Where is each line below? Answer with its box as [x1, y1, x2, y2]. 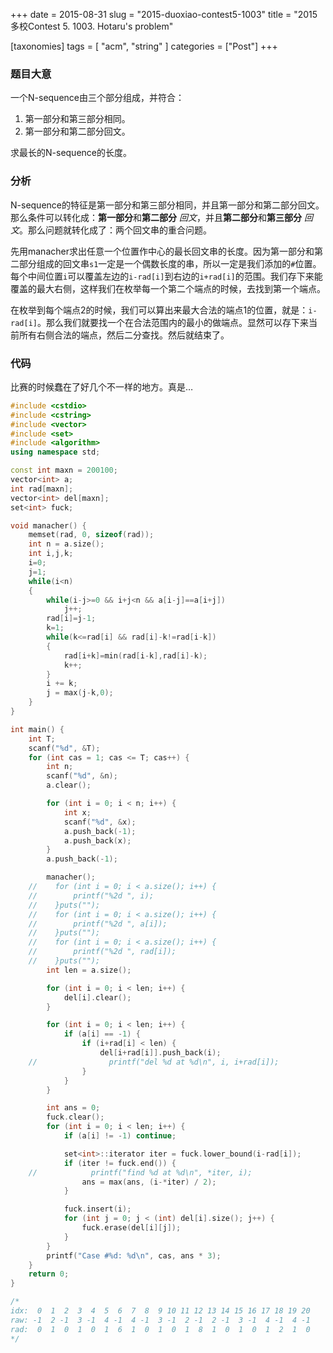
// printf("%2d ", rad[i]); [28, 947, 177, 957]
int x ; [63, 807, 92, 818]
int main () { [10, 724, 65, 734]
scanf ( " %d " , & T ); [28, 743, 101, 753]
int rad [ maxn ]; [10, 484, 74, 494]
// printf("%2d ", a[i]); [28, 919, 168, 929]
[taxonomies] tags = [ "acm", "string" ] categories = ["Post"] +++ [10, 40, 278, 52]
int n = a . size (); [28, 539, 105, 549]
